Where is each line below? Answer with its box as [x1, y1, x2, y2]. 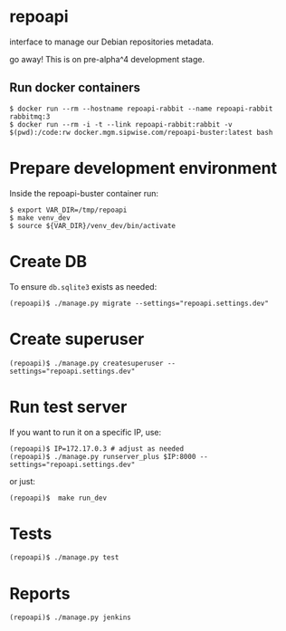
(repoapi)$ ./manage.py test [9, 553, 119, 562]
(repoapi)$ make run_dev [9, 493, 107, 502]
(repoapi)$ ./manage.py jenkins [9, 613, 131, 622]
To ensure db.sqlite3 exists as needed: [9, 281, 157, 292]
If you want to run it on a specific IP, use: [9, 426, 162, 437]
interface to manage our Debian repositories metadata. [9, 36, 214, 47]
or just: [9, 475, 36, 486]
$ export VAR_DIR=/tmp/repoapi [9, 206, 128, 215]
